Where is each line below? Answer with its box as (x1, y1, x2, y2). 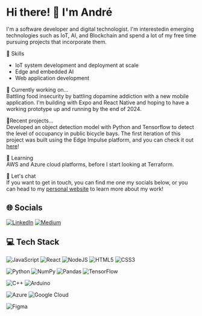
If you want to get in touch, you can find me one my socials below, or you (6, 179, 188, 186)
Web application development (14, 74, 89, 81)
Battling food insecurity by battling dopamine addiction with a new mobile (6, 92, 189, 100)
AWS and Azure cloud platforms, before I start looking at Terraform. (6, 160, 174, 168)
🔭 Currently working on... (6, 86, 69, 93)
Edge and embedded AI (14, 68, 74, 75)
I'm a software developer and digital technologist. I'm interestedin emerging (6, 25, 194, 33)
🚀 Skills (6, 49, 25, 57)
